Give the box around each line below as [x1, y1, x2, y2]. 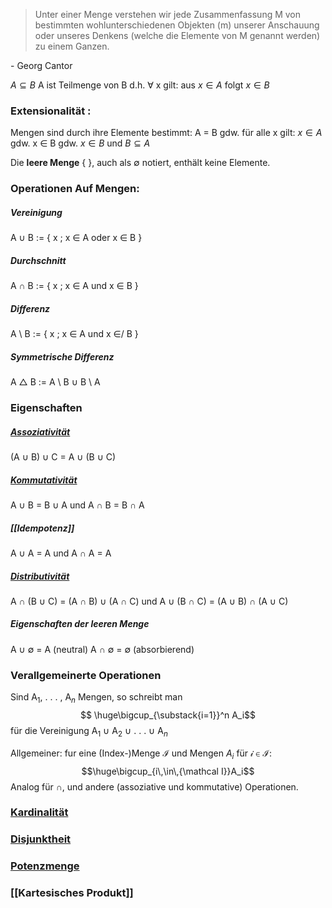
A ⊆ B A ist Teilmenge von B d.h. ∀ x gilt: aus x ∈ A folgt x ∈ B [10, 79, 270, 91]
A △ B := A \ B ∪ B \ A [10, 376, 101, 388]
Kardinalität [10, 805, 69, 819]
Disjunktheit [10, 832, 72, 846]
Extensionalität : [10, 104, 92, 118]
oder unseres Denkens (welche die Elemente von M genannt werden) [34, 30, 321, 41]
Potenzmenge [10, 859, 80, 873]
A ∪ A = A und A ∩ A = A [10, 547, 112, 559]
